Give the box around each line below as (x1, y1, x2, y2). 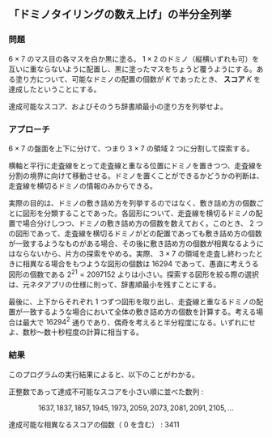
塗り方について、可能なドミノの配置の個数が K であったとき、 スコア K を (15, 74, 261, 83)
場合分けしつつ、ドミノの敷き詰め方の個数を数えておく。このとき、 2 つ (22, 218, 263, 228)
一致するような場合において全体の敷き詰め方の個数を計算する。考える (22, 307, 257, 316)
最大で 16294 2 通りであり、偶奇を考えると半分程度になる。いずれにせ (22, 316, 257, 327)
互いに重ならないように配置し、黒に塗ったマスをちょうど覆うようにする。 (8, 64, 257, 74)
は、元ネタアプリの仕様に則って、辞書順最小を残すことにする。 (8, 279, 221, 289)
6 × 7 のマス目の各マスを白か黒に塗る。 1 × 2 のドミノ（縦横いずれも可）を (8, 53, 260, 63)
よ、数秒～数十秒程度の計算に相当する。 (8, 327, 143, 337)
